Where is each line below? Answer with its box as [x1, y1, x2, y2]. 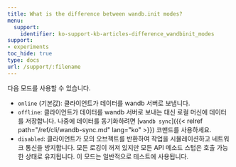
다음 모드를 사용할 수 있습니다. [7, 83, 91, 92]
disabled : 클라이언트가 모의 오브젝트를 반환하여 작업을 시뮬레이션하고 [17, 134, 211, 143]
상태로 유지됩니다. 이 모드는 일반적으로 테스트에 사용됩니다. [25, 152, 189, 161]
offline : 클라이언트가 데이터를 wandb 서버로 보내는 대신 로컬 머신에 [17, 107, 208, 116]
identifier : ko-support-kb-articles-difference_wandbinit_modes [20, 30, 215, 38]
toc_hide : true [7, 50, 53, 58]
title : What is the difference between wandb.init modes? [7, 10, 183, 18]
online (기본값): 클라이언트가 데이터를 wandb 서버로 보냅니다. [17, 99, 191, 107]
